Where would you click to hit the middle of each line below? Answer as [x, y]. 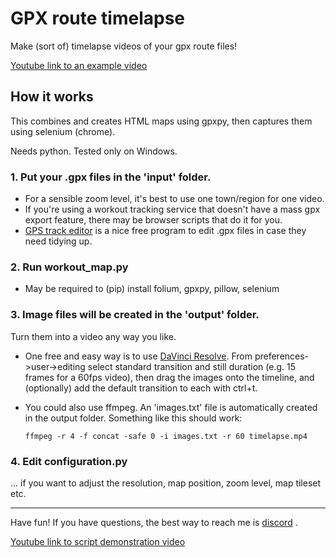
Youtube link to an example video [79, 65]
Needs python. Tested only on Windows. [94, 151]
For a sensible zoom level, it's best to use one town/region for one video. [174, 199]
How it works [52, 97]
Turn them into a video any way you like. [93, 336]
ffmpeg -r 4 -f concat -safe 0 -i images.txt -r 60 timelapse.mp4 [166, 436]
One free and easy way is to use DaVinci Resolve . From [138, 356]
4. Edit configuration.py [69, 461]
